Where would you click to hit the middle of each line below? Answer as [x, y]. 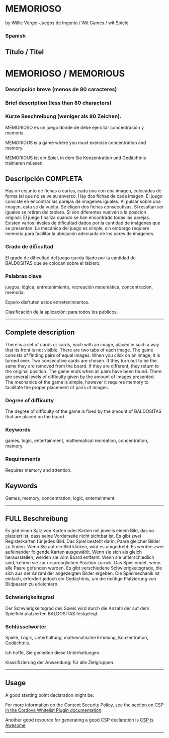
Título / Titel [25, 52]
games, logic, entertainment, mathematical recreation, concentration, [77, 440]
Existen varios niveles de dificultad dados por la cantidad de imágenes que [83, 223]
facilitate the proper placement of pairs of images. [57, 387]
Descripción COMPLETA [44, 178]
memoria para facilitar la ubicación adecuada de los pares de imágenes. [80, 234]
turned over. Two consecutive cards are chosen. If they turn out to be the [81, 360]
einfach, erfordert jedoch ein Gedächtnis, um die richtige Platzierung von [81, 579]
